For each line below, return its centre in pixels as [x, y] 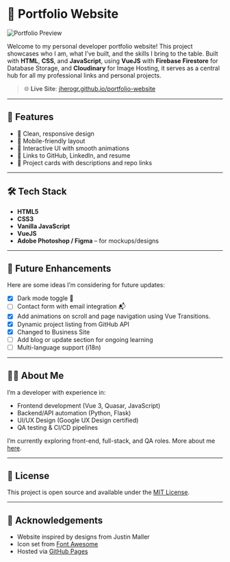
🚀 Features [30, 117]
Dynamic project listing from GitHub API [73, 324]
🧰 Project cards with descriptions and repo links [85, 162]
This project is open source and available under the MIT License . [99, 492]
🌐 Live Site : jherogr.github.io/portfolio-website [90, 88]
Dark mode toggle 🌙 [45, 298]
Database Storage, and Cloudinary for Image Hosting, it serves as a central [114, 68]
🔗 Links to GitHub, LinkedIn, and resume [74, 155]
